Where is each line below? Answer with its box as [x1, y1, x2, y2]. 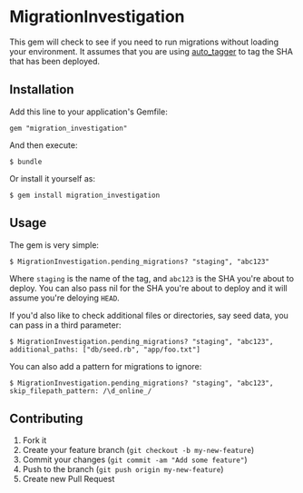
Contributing [9, 410, 83, 426]
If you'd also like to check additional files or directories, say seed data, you [9, 310, 288, 320]
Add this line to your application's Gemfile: [9, 106, 168, 117]
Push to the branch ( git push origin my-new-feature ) [22, 464, 224, 475]
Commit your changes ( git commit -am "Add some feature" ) [22, 454, 248, 465]
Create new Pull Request [22, 474, 115, 485]
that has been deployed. [9, 55, 100, 66]
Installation [9, 82, 74, 97]
